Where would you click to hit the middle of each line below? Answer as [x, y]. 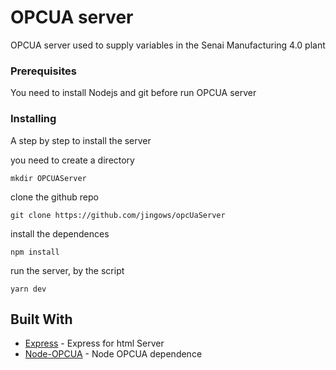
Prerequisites [43, 71]
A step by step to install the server [81, 140]
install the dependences [60, 233]
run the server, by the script [67, 270]
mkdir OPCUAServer [48, 178]
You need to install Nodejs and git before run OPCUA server [133, 93]
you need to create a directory [72, 160]
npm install [35, 252]
